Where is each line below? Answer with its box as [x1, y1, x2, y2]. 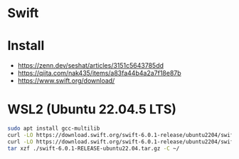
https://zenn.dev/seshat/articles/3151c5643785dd [17, 61, 164, 70]
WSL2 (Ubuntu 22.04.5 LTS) [7, 101, 176, 118]
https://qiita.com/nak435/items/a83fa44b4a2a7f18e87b [17, 69, 181, 78]
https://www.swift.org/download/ [17, 76, 115, 85]
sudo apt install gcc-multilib [7, 125, 100, 133]
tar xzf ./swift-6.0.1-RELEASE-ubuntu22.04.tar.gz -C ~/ [7, 145, 180, 152]
